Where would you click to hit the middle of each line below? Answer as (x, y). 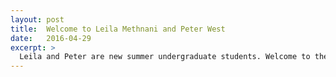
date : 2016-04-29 (51, 38)
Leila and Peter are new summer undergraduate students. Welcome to (165, 57)
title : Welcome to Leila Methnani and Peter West (118, 29)
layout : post (37, 19)
